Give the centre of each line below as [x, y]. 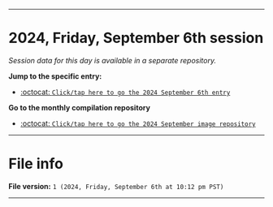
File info [36, 164]
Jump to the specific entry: [55, 76]
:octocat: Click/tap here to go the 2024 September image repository [138, 123]
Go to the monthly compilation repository [79, 107]
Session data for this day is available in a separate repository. [113, 60]
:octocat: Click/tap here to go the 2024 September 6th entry [125, 92]
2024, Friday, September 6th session [136, 38]
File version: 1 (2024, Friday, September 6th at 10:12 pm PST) [116, 186]
